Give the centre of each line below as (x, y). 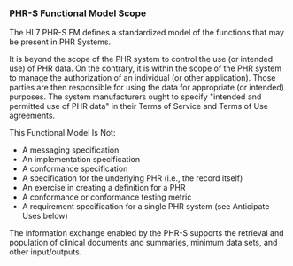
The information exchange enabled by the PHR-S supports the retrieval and (146, 233)
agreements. (32, 116)
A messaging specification (70, 150)
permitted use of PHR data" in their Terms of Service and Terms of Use (139, 106)
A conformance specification (75, 169)
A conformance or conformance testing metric (107, 197)
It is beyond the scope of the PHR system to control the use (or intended (141, 59)
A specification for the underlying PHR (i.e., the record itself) (132, 178)
